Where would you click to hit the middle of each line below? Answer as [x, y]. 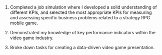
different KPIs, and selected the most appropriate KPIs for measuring [81, 12]
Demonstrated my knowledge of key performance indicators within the [83, 32]
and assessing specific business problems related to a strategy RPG [80, 18]
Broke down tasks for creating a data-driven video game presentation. [82, 47]
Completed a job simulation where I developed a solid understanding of [83, 7]
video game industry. [32, 38]
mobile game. [24, 23]
